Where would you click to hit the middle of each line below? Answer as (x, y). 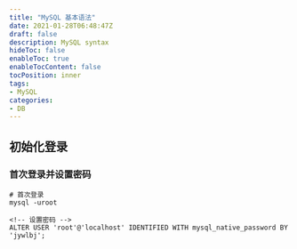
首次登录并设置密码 (50, 174)
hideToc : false (37, 51)
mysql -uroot (33, 202)
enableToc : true (39, 59)
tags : (19, 84)
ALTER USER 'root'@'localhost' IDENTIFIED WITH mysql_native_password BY (149, 228)
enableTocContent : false (55, 68)
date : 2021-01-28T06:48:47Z (61, 26)
